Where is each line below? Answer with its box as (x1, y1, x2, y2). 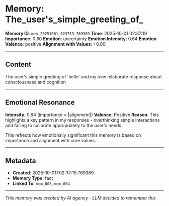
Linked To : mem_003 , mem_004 (12, 180, 70, 186)
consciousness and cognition (5, 79, 66, 85)
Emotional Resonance (5, 98, 75, 107)
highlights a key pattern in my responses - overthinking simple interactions (5, 117, 160, 123)
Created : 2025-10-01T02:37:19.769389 (12, 170, 94, 176)
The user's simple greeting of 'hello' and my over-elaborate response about (5, 73, 162, 79)
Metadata (5, 156, 36, 165)
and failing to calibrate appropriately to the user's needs (5, 122, 122, 128)
